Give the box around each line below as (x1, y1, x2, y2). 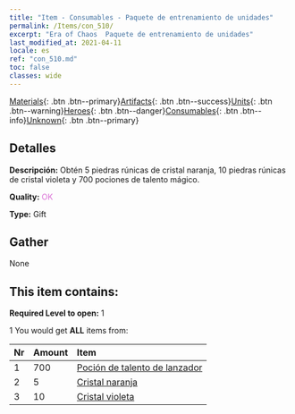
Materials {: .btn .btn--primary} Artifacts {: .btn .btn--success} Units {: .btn (9, 96, 273, 106)
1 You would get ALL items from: (9, 325, 129, 336)
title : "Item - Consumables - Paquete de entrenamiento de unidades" (9, 13, 274, 22)
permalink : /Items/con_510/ (9, 21, 114, 30)
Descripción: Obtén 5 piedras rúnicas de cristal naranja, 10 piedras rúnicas (9, 165, 286, 175)
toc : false (9, 63, 50, 72)
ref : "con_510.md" (9, 55, 78, 63)
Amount (32, 346, 69, 359)
